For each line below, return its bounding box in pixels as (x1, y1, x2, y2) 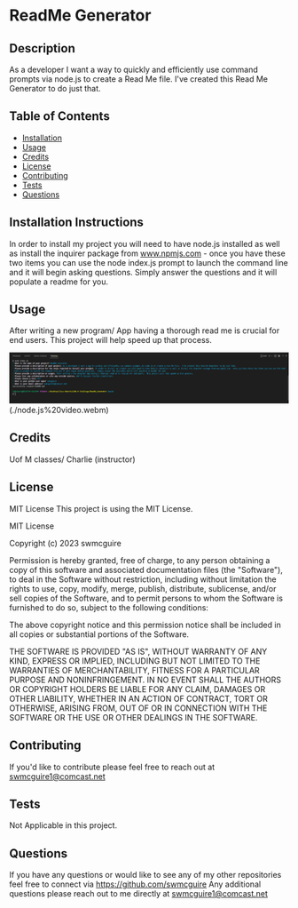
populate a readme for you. (9, 276, 109, 287)
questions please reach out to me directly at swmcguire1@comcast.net (9, 888, 269, 899)
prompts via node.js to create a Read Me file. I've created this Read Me (9, 74, 269, 84)
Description (9, 41, 75, 56)
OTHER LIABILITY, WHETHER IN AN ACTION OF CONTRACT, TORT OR (9, 693, 268, 704)
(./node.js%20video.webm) (9, 405, 109, 416)
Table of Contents (9, 108, 111, 124)
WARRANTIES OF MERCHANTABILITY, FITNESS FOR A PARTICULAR (9, 665, 260, 675)
